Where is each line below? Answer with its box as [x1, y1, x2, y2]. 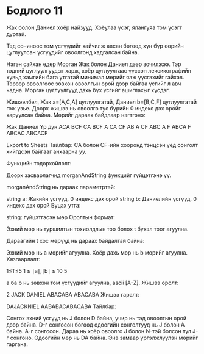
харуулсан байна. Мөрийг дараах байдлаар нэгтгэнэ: [6, 111, 146, 118]
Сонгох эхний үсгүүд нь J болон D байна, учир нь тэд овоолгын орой [6, 314, 187, 322]
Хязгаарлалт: [6, 255, 41, 262]
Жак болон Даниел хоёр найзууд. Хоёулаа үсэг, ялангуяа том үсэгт [6, 24, 183, 31]
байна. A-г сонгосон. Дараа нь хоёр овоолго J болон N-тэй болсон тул [6, 327, 192, 334]
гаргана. [6, 340, 29, 348]
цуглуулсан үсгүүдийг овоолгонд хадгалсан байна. [6, 48, 139, 56]
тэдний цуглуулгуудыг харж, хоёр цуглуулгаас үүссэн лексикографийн [6, 67, 192, 74]
